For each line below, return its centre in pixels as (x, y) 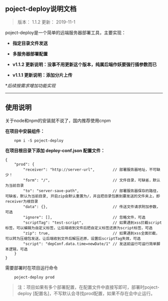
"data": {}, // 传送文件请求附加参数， (92, 207)
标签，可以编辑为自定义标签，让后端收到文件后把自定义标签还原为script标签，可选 (79, 228)
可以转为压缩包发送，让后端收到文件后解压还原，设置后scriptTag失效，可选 (73, 239)
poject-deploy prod (34, 277)
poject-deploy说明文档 (41, 9)
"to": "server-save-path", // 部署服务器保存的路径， (92, 191)
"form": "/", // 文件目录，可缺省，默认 (92, 180)
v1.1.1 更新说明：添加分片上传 (42, 75)
